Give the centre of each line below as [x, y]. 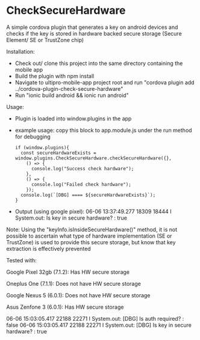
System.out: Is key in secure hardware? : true [71, 218]
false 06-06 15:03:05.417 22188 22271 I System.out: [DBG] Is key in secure [99, 325]
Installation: [20, 51]
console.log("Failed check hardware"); [81, 184]
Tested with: [22, 260]
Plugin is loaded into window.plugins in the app [73, 119]
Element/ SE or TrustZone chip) [45, 40]
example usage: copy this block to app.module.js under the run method [103, 130]
